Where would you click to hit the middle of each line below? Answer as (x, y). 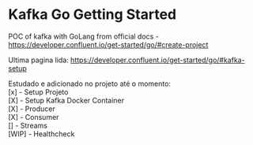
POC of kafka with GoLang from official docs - (84, 36)
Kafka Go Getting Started (92, 15)
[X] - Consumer (34, 117)
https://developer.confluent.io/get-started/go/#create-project (108, 44)
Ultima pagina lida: (38, 60)
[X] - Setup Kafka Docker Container (66, 100)
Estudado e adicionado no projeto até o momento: (90, 84)
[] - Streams (28, 125)
